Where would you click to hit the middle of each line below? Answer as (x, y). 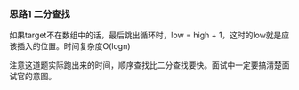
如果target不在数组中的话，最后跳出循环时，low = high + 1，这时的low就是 (145, 35)
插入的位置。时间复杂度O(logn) (73, 46)
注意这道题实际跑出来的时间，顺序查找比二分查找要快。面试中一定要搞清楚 (145, 65)
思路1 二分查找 (40, 13)
